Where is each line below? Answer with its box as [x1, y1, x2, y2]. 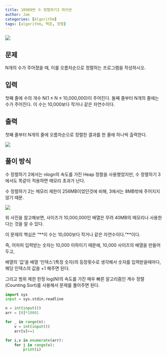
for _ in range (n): [5, 319, 46, 324]
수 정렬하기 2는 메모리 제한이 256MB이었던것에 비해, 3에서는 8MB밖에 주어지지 [5, 188, 160, 194]
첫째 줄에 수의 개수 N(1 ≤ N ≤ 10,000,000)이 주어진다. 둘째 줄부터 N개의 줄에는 [5, 95, 159, 101]
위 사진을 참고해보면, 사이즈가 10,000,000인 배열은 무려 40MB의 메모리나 [5, 214, 149, 220]
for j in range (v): [14, 342, 55, 347]
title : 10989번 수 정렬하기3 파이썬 [5, 7, 72, 13]
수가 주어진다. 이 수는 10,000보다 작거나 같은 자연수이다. [5, 101, 115, 107]
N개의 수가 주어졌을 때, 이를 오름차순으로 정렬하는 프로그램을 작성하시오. [5, 65, 146, 71]
